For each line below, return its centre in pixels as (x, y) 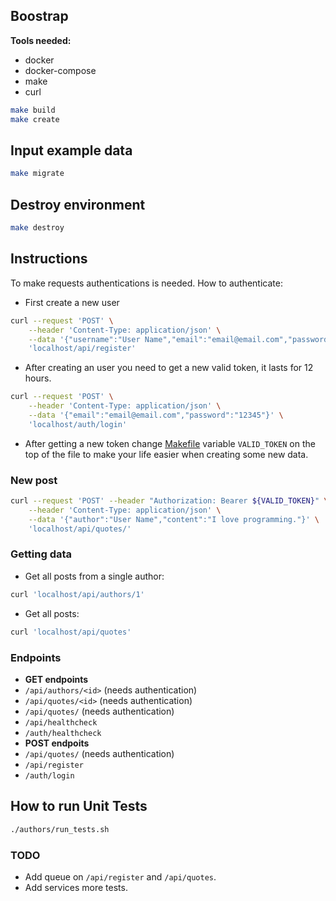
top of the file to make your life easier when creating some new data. (166, 454)
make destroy (37, 228)
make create (35, 119)
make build (33, 110)
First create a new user (72, 302)
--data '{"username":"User (84, 339)
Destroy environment (78, 204)
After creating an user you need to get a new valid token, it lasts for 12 (169, 368)
